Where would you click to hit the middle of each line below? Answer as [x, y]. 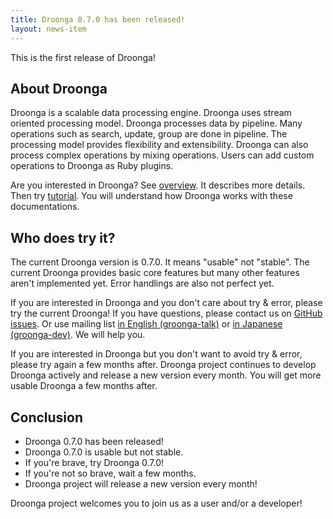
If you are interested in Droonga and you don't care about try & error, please [166, 303]
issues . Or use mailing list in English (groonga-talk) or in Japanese [146, 324]
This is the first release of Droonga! [83, 57]
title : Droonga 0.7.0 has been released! [98, 19]
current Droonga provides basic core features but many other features [155, 273]
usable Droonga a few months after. [84, 386]
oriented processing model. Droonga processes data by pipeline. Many [156, 123]
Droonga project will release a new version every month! [141, 483]
